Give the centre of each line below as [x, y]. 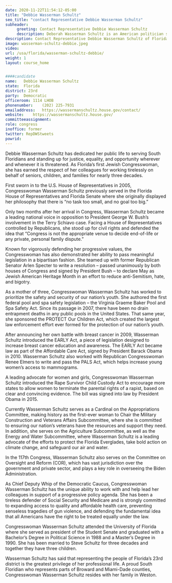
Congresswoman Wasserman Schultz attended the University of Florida [81, 526]
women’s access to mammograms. [42, 367]
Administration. [21, 473]
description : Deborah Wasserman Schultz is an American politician [90, 34]
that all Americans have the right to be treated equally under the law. [78, 516]
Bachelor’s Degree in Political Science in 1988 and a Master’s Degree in [80, 537]
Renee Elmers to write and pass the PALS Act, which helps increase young [84, 362]
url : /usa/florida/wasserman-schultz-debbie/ [55, 53]
